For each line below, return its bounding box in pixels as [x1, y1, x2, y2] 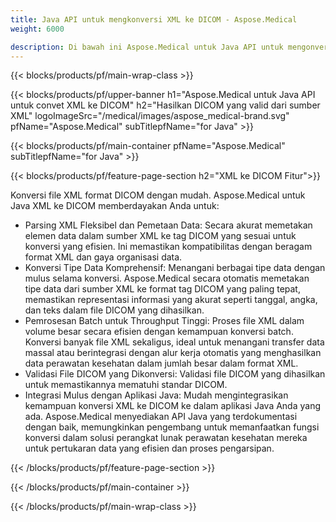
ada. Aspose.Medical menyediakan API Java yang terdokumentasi [24, 411, 298, 423]
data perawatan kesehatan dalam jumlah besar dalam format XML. [24, 357, 299, 370]
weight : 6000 [10, 24, 65, 34]
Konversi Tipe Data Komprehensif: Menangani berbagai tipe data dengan [24, 262, 326, 274]
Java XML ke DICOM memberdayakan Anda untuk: [10, 200, 220, 212]
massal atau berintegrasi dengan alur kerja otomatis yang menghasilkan [24, 347, 322, 359]
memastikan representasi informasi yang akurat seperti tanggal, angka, [24, 294, 318, 306]
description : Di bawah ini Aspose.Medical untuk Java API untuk [10, 42, 284, 52]
